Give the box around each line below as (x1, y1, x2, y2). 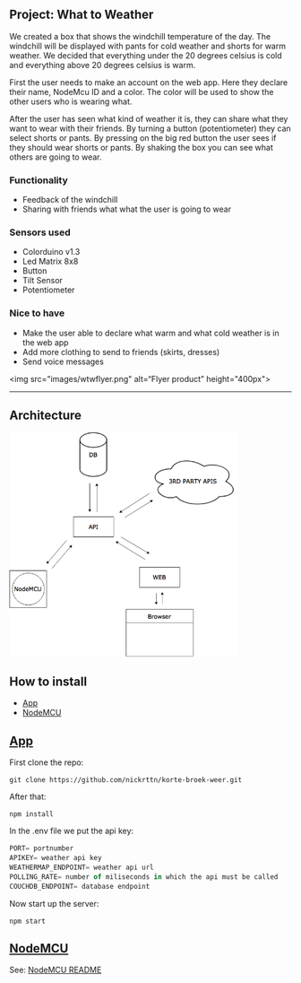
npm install (9, 810, 54, 819)
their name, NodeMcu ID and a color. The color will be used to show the (9, 86, 274, 97)
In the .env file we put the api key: (9, 825, 134, 837)
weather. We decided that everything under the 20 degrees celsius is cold (9, 49, 282, 61)
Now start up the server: (9, 898, 99, 909)
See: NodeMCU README (9, 964, 102, 976)
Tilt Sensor (21, 275, 63, 286)
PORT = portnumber (9, 844, 74, 853)
